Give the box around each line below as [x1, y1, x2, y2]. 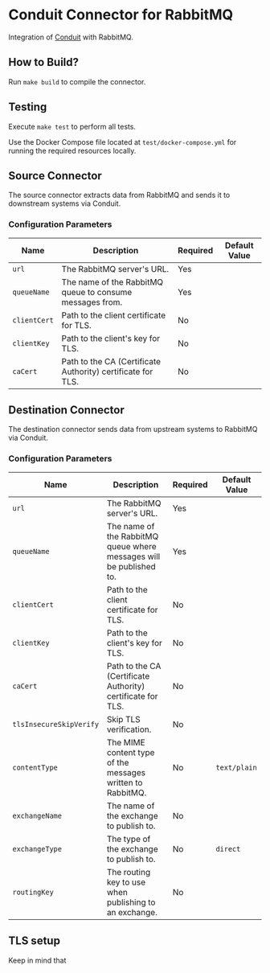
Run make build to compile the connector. [8, 76, 146, 86]
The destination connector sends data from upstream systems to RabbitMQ [8, 425, 258, 434]
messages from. [61, 296, 123, 307]
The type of [106, 833, 151, 844]
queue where [106, 540, 157, 552]
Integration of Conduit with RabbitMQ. [8, 32, 134, 42]
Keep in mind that [8, 955, 67, 965]
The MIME [106, 737, 146, 748]
